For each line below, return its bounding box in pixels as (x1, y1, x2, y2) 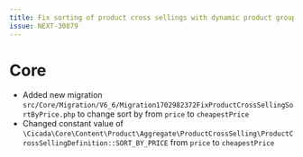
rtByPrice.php (22, 110, 76, 119)
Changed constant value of (22, 118, 124, 129)
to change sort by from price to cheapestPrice (77, 109, 250, 119)
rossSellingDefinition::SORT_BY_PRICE (22, 139, 169, 148)
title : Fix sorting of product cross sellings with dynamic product (9, 13, 272, 22)
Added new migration (22, 90, 103, 100)
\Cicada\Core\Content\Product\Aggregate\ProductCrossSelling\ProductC (22, 129, 294, 139)
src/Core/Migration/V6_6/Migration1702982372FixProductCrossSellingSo (22, 100, 294, 110)
